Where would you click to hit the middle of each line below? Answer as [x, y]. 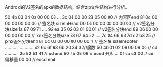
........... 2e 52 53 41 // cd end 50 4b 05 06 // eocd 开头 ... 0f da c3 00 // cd [79, 54]
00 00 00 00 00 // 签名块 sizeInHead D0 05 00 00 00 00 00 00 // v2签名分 [80, 23]
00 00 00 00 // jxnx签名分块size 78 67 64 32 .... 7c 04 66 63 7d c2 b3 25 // [80, 35]
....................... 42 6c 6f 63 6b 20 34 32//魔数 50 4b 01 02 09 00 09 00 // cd [81, 47]
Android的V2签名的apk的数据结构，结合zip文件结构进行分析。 [67, 7]
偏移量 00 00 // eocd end [30, 60]
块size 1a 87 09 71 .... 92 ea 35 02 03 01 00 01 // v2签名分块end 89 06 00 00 [81, 29]
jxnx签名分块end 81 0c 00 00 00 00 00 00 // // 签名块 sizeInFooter [71, 41]
